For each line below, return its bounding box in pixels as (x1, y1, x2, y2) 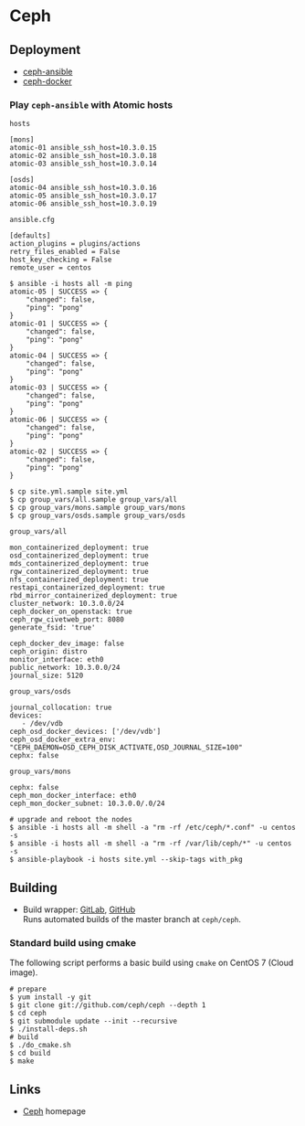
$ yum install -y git (9, 993, 92, 1002)
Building (9, 879, 58, 896)
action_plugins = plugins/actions (9, 239, 142, 249)
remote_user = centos (9, 263, 92, 272)
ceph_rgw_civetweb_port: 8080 (9, 615, 125, 624)
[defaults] (9, 231, 51, 240)
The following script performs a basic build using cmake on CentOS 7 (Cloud (9, 957, 294, 969)
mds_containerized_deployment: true (9, 559, 149, 568)
